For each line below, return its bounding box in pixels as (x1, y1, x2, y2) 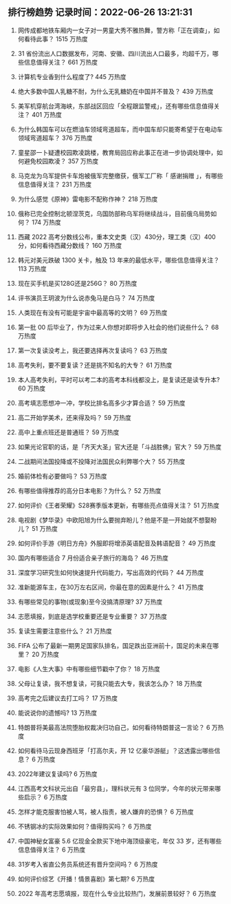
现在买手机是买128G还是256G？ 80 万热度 (17, 279, 137, 287)
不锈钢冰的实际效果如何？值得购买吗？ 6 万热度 (17, 822, 152, 830)
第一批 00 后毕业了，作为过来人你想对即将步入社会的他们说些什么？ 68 (17, 323, 219, 331)
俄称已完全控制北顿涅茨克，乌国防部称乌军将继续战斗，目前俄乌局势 (17, 209, 211, 218)
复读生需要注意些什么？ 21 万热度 (17, 627, 112, 635)
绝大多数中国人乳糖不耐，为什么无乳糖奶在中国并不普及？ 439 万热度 (17, 87, 214, 95)
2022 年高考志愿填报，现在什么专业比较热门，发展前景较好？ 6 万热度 (17, 889, 217, 897)
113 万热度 (17, 264, 47, 273)
